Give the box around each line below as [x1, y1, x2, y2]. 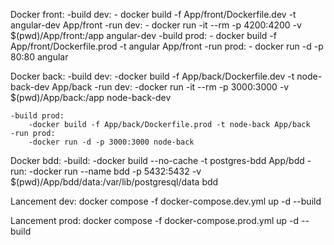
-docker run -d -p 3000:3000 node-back [28, 137, 195, 147]
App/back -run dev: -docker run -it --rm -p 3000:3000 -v [51, 81, 290, 93]
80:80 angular [10, 51, 69, 63]
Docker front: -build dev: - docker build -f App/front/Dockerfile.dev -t [10, 9, 297, 20]
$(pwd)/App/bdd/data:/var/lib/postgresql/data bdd [10, 176, 219, 188]
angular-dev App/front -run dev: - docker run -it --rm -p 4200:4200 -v [10, 19, 302, 31]
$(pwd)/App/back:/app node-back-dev [10, 92, 172, 103]
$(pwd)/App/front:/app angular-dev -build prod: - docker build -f [10, 30, 277, 41]
